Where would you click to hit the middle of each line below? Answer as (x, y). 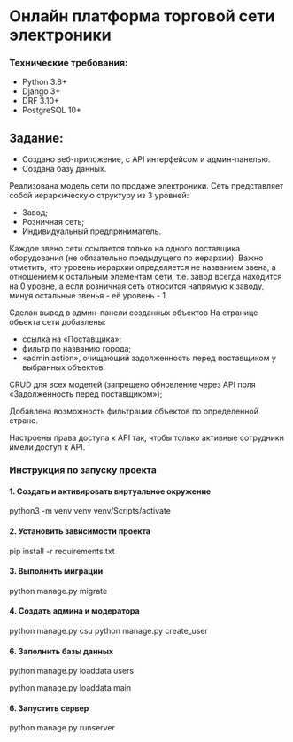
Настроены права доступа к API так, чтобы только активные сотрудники (147, 438)
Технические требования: (69, 63)
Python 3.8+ (45, 82)
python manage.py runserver (62, 728)
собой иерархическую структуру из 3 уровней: (99, 196)
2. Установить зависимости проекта (80, 531)
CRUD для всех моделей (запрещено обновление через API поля (133, 385)
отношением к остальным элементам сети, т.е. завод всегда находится (146, 277)
